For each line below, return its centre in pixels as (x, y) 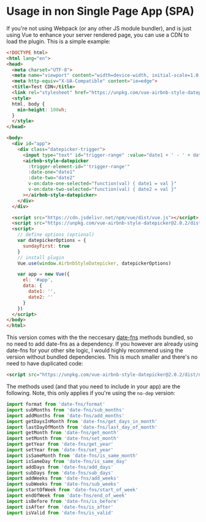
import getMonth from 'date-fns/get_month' (63, 433)
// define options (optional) (56, 235)
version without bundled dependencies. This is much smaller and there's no (102, 357)
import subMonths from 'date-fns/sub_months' (65, 410)
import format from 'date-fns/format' (56, 404)
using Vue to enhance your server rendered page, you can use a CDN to (97, 34)
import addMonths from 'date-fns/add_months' (65, 416)
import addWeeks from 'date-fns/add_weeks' (63, 478)
